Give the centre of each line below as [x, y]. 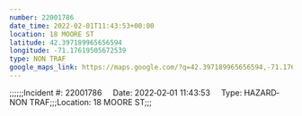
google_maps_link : [44, 68]
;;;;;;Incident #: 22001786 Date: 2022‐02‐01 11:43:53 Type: [126, 92]
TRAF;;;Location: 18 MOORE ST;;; [91, 102]
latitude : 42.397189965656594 [66, 42]
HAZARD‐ [262, 92]
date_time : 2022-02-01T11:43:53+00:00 [82, 26]
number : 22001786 [42, 17]
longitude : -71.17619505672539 [68, 51]
